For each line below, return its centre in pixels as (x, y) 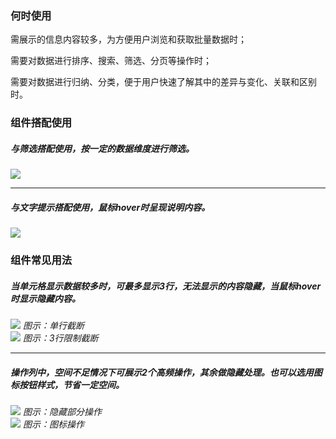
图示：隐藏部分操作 (62, 412)
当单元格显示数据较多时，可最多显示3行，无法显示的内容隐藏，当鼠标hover (166, 286)
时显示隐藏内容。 (45, 298)
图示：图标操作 (53, 424)
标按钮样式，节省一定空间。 (67, 384)
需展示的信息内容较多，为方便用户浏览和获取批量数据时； (128, 39)
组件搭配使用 (41, 123)
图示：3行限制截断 (60, 338)
